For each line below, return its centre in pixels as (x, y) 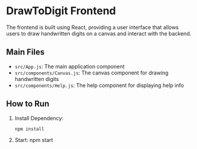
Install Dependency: (39, 118)
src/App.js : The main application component (70, 66)
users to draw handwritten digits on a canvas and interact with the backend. (99, 33)
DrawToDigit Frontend (61, 11)
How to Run (28, 104)
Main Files (25, 52)
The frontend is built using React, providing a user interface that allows (93, 27)
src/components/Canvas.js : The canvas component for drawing (91, 73)
